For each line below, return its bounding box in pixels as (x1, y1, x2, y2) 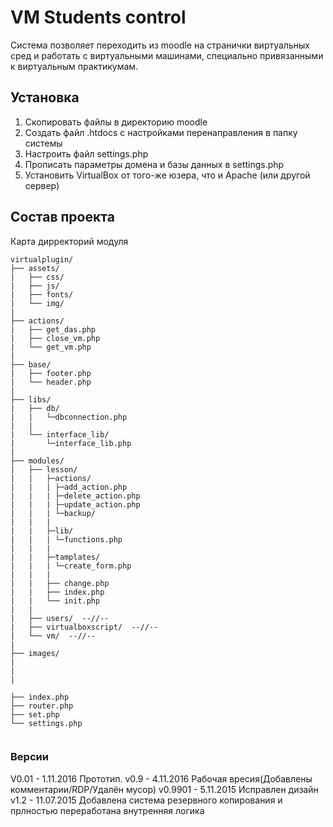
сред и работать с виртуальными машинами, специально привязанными (10, 49, 324, 61)
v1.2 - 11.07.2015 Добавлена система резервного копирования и (10, 794, 283, 806)
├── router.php (10, 701, 74, 711)
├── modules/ (10, 456, 65, 466)
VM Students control (10, 6, 187, 29)
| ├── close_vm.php (10, 333, 101, 343)
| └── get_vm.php (10, 342, 92, 352)
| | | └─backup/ (10, 508, 97, 518)
